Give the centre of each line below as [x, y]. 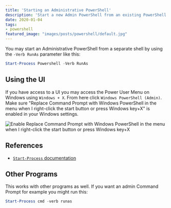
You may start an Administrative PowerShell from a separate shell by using [84, 49]
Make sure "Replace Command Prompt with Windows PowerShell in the [81, 103]
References [24, 145]
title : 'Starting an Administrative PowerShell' [58, 10]
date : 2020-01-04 [24, 20]
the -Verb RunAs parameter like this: [43, 54]
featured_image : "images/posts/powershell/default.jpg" [66, 34]
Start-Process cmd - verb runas [39, 201]
